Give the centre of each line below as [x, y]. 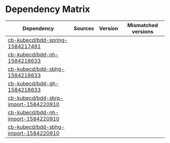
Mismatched [143, 25]
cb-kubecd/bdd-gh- [33, 83]
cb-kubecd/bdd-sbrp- [36, 98]
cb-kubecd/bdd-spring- [38, 40]
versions [142, 31]
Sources [84, 28]
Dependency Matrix [48, 9]
